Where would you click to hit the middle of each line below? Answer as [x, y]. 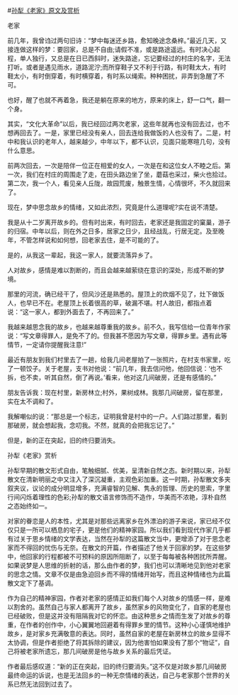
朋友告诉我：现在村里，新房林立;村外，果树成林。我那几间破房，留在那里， [117, 393]
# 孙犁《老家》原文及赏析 [44, 10]
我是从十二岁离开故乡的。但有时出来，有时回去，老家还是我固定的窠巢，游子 [119, 222]
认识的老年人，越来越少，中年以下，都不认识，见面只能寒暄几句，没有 [128, 141]
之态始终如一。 [29, 506]
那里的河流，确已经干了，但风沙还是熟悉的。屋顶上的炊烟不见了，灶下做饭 [116, 294]
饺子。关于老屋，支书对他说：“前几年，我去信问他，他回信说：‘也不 [124, 368]
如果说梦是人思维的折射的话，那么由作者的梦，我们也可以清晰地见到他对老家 [119, 565]
